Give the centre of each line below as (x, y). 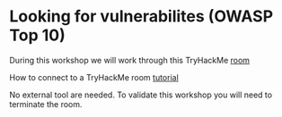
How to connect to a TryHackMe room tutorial (94, 77)
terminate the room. (46, 104)
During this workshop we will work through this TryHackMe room (129, 60)
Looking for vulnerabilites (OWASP (141, 17)
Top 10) (37, 35)
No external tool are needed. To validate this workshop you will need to (141, 95)
